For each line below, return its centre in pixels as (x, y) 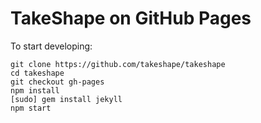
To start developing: (51, 46)
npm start (31, 108)
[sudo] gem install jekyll (66, 99)
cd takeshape (37, 73)
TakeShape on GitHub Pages (131, 18)
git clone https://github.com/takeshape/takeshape (118, 64)
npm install (35, 90)
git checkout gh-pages (57, 82)
